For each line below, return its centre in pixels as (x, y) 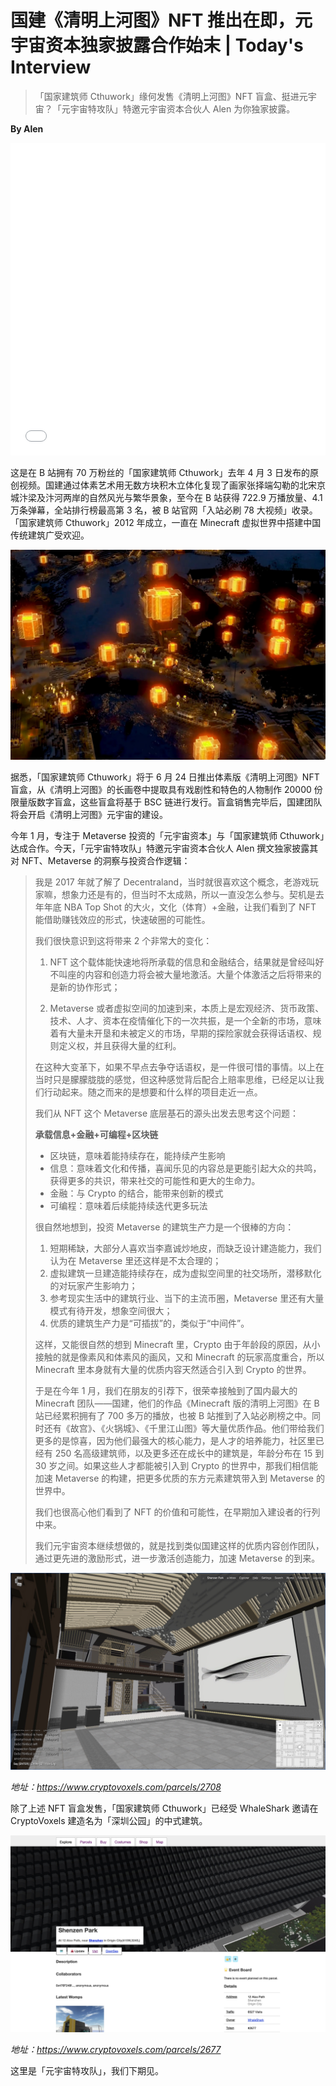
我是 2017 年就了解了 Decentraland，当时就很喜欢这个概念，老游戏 (172, 882)
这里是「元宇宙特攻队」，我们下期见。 (87, 2070)
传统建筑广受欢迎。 (50, 535)
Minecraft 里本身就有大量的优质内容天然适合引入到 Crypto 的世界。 (173, 1369)
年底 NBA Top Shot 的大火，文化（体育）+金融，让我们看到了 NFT (180, 907)
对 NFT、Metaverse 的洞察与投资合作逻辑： (100, 860)
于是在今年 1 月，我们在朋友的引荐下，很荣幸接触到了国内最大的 (166, 1390)
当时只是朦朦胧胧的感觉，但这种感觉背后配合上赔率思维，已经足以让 (175, 1079)
